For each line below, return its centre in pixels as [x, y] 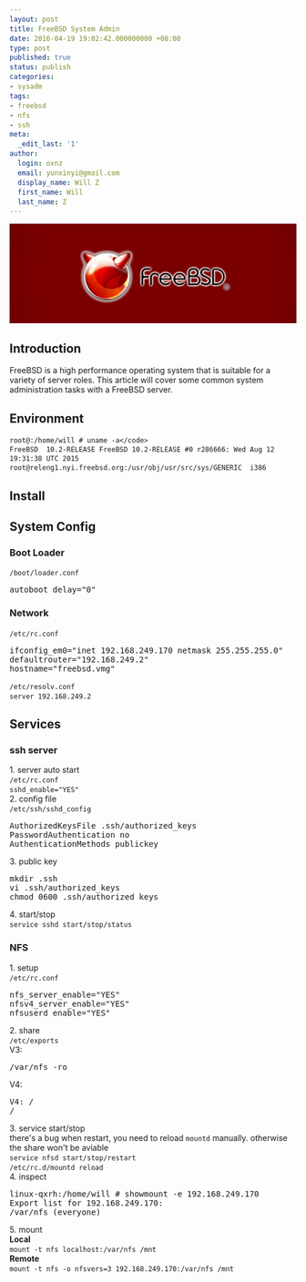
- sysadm [26, 86]
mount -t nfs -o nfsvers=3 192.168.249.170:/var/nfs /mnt [122, 1269]
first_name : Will [51, 192]
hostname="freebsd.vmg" [62, 668]
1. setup [24, 967]
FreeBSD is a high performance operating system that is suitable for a [140, 371]
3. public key [33, 861]
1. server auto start [45, 770]
